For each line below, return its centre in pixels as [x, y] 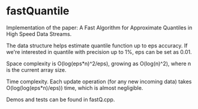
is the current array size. [37, 69]
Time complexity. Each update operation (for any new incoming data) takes [99, 81]
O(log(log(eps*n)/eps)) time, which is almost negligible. [75, 87]
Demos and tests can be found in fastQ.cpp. [61, 99]
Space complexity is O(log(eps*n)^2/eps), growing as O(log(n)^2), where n [99, 63]
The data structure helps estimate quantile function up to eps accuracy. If [97, 46]
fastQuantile [38, 11]
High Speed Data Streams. [39, 34]
